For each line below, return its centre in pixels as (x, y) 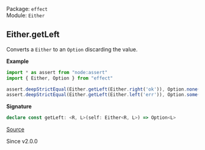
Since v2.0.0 (22, 141)
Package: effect (27, 9)
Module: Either (26, 15)
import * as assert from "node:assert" (57, 72)
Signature (19, 107)
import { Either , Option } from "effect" (60, 78)
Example (18, 61)
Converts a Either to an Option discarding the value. (72, 49)
